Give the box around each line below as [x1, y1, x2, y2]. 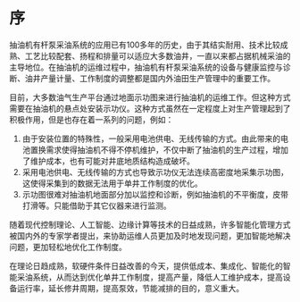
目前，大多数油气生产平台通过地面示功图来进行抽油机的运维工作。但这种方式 [9, 91, 291, 103]
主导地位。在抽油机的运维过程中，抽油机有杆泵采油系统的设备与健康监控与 [9, 62, 283, 72]
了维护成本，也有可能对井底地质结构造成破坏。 [21, 155, 195, 166]
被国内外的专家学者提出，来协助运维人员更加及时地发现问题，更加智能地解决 [9, 230, 291, 241]
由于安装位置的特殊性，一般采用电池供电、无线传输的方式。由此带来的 [21, 133, 281, 144]
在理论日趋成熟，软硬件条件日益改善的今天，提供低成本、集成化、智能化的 [9, 260, 283, 271]
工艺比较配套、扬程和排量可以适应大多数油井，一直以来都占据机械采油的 [24, 50, 291, 61]
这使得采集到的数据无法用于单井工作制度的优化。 [21, 178, 203, 189]
